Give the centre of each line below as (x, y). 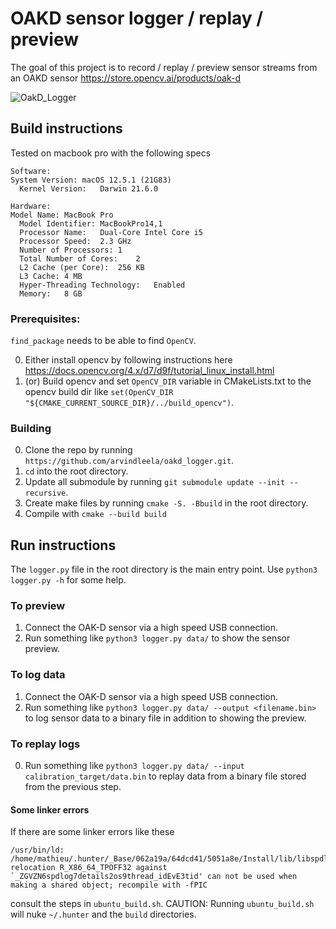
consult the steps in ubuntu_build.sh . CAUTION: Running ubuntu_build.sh (162, 904)
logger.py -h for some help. (68, 580)
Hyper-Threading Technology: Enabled (102, 285)
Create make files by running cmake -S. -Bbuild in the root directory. (166, 503)
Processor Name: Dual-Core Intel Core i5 (111, 232)
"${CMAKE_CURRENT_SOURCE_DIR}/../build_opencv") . (129, 403)
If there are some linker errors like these (92, 832)
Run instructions (63, 545)
